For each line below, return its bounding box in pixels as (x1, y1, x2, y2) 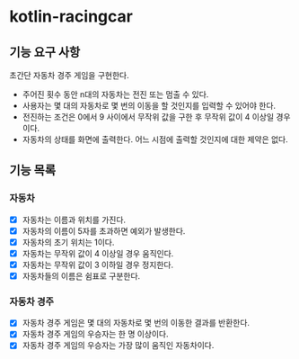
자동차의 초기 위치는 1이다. (22, 237, 115, 247)
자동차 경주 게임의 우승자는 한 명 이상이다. (22, 328, 169, 339)
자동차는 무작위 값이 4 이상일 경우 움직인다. (22, 247, 174, 258)
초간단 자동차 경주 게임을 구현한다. (9, 70, 129, 80)
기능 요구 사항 (9, 44, 81, 59)
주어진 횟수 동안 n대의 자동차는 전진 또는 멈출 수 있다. (22, 89, 209, 100)
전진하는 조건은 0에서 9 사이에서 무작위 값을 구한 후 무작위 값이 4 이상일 (22, 112, 275, 122)
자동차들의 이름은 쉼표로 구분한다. (22, 271, 141, 281)
